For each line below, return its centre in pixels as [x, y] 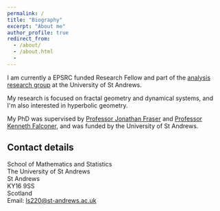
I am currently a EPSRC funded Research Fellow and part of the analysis [109, 77]
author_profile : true [38, 33]
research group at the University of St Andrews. [75, 85]
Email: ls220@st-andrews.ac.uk [52, 200]
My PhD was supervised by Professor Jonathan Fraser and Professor [105, 119]
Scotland [20, 193]
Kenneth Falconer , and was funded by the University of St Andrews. [103, 126]
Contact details [40, 148]
